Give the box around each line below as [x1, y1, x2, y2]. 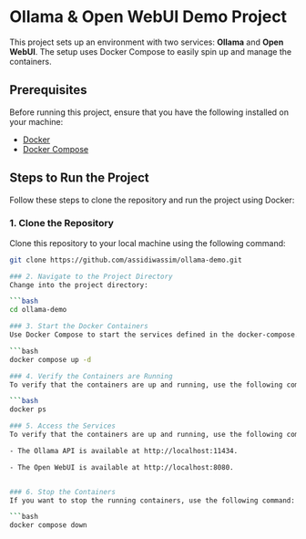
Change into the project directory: [9, 280, 148, 289]
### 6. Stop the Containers [9, 487, 117, 496]
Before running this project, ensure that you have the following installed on [9, 107, 290, 118]
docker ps [9, 405, 47, 414]
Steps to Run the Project [9, 171, 150, 186]
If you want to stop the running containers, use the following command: [9, 495, 296, 505]
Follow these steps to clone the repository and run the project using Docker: [9, 194, 295, 205]
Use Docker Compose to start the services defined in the [9, 330, 234, 339]
